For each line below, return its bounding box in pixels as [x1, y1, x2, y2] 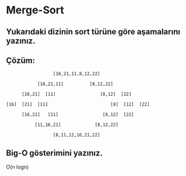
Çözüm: [6, 55, 36, 65]
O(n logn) [6, 164, 29, 171]
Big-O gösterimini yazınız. [6, 148, 103, 158]
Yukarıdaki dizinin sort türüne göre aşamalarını [6, 27, 181, 37]
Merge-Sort [6, 3, 64, 17]
